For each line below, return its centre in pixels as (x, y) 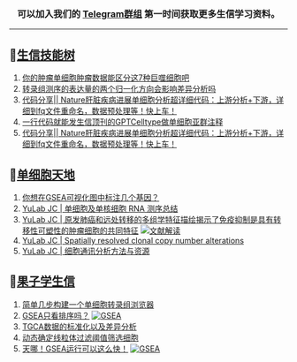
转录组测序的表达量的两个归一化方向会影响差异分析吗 (119, 89)
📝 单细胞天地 (42, 174)
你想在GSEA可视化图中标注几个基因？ (91, 197)
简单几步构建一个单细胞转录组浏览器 (88, 304)
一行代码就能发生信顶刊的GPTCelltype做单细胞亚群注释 (122, 122)
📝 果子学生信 (42, 281)
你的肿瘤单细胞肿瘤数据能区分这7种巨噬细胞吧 (106, 78)
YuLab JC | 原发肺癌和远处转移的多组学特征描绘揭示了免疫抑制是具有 (148, 219)
